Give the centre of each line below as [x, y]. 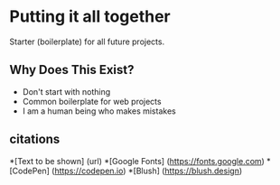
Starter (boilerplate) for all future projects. [87, 42]
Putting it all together [90, 17]
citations [35, 139]
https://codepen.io [89, 171]
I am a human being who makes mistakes [99, 111]
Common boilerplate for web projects [92, 101]
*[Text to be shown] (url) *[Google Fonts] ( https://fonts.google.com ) [137, 161]
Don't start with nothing [66, 91]
